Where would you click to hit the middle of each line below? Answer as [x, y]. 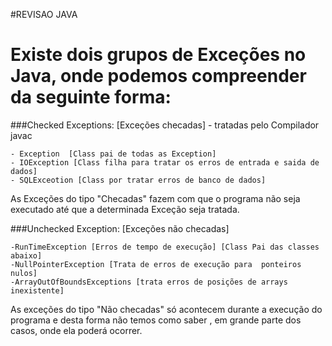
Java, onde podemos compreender [158, 76]
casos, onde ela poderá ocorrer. [76, 330]
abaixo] [26, 255]
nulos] [24, 273]
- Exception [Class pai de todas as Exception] [113, 154]
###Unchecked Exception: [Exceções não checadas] [120, 228]
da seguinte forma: [91, 97]
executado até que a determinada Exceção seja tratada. [125, 209]
